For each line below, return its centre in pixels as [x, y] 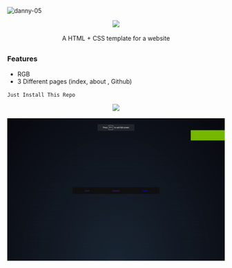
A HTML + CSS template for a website [116, 38]
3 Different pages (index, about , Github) [75, 81]
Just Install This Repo [41, 95]
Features [22, 59]
